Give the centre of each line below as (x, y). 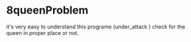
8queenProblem (47, 10)
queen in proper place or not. (42, 33)
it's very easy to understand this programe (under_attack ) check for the (96, 27)
